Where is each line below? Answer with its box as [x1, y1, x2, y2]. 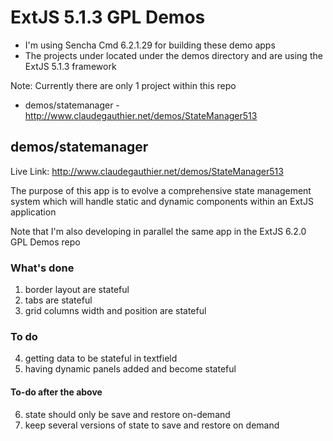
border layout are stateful [24, 284, 130, 296]
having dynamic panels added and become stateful [24, 363, 237, 375]
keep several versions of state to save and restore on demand [24, 419, 280, 431]
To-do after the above [10, 386, 103, 398]
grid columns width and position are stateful [24, 305, 207, 317]
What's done [10, 261, 75, 275]
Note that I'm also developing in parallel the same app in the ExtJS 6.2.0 [10, 225, 307, 237]
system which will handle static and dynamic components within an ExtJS [10, 195, 314, 207]
